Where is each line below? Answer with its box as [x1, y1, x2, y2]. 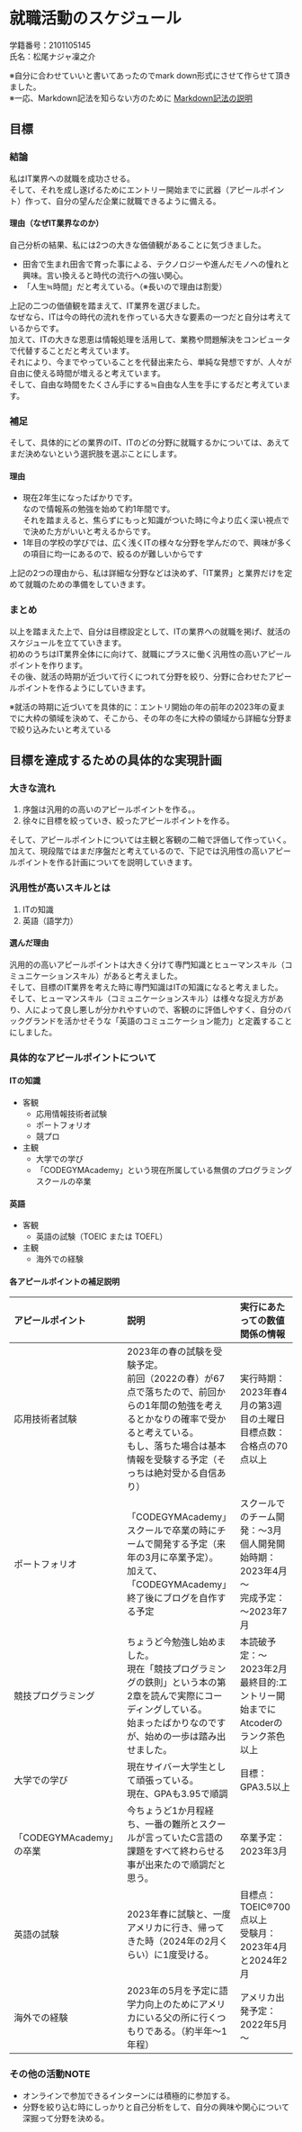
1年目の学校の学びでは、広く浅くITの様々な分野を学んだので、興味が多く [22, 538, 293, 548]
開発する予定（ [153, 1538, 218, 1550]
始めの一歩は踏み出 [144, 1730, 226, 1743]
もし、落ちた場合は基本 [127, 1440, 226, 1452]
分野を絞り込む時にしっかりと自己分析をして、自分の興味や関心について [22, 2101, 290, 2112]
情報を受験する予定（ [127, 1453, 218, 1466]
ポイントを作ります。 [9, 659, 88, 671]
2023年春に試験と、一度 [127, 1908, 232, 1920]
